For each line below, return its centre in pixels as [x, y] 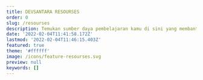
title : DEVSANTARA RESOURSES [43, 12]
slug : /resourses [28, 23]
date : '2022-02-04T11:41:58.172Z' [50, 34]
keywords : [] [23, 68]
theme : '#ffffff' [28, 51]
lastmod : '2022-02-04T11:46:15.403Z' [54, 40]
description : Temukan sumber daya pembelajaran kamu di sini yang [92, 29]
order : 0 [17, 17]
